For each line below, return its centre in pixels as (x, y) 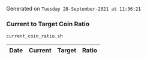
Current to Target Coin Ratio (48, 24)
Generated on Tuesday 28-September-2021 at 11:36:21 (73, 9)
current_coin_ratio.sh (34, 36)
